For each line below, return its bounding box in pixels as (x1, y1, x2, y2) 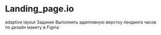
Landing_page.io (5, 3, 74, 14)
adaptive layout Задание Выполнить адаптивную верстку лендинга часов (5, 19, 157, 25)
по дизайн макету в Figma (5, 24, 59, 30)
